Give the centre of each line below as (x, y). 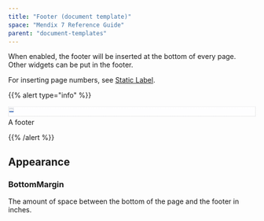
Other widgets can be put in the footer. (71, 65)
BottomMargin (36, 184)
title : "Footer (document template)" (70, 17)
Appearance (39, 162)
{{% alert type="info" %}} (50, 95)
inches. (20, 210)
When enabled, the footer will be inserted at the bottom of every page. (122, 57)
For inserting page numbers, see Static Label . (82, 80)
